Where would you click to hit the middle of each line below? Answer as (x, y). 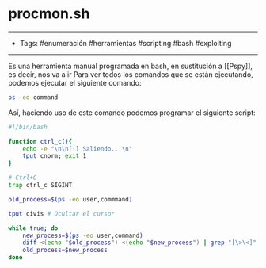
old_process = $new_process (65, 251)
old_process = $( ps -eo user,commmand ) (70, 199)
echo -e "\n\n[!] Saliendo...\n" (78, 149)
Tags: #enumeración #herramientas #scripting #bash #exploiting (125, 43)
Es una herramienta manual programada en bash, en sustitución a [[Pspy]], (131, 66)
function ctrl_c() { (40, 141)
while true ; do (33, 228)
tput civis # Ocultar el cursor (61, 214)
